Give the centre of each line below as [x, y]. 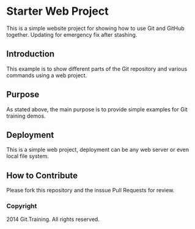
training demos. [26, 116]
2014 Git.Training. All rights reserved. [53, 219]
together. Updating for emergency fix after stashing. [72, 34]
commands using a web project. [47, 75]
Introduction [31, 54]
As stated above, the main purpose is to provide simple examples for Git [97, 109]
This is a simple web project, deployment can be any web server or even [98, 150]
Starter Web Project [57, 11]
